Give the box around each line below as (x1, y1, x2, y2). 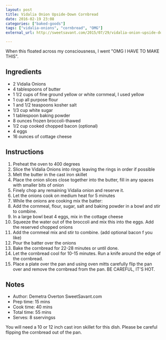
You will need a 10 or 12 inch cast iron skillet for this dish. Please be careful (5, 324, 158, 330)
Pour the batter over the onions (12, 240, 76, 245)
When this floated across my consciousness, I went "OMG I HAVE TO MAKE (5, 48, 160, 54)
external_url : (5, 30, 35, 35)
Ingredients (5, 68, 42, 76)
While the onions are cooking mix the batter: (12, 197, 103, 203)
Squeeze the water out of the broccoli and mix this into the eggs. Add (12, 219, 154, 225)
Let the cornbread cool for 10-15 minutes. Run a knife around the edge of (12, 250, 161, 256)
